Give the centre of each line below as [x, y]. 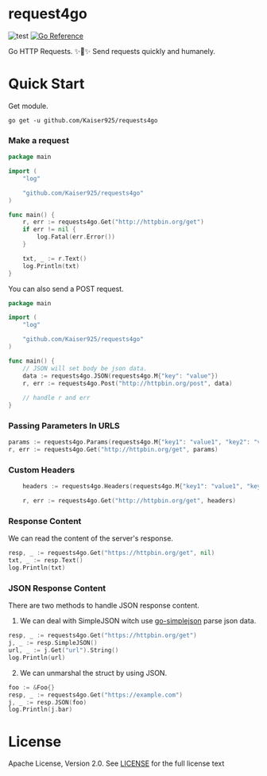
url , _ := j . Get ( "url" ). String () [64, 650]
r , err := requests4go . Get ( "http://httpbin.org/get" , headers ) [130, 501]
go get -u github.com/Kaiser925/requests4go [83, 120]
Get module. [29, 106]
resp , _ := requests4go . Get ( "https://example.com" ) [95, 695]
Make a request [39, 140]
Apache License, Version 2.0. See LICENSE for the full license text [116, 763]
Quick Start [46, 84]
